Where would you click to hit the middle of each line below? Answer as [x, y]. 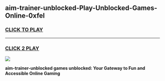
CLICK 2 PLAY [22, 48]
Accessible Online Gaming [33, 73]
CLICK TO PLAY [24, 30]
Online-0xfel [25, 16]
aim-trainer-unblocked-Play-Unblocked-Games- [81, 8]
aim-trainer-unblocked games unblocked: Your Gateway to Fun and [75, 68]
